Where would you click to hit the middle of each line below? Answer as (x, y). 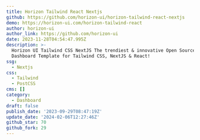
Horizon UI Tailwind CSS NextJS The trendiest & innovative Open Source (104, 51)
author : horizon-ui (30, 28)
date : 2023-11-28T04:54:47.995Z (46, 39)
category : (18, 95)
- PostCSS (24, 84)
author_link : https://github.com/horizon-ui (62, 34)
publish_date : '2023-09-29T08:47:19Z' (54, 111)
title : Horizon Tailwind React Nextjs (54, 12)
